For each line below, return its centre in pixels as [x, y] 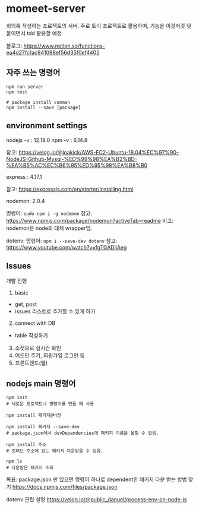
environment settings [47, 126]
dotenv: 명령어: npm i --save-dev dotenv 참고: [62, 241]
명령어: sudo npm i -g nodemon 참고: [49, 213]
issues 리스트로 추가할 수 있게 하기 [55, 311]
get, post [26, 304]
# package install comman [38, 102]
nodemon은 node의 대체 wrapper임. [49, 228]
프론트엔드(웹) [31, 363]
